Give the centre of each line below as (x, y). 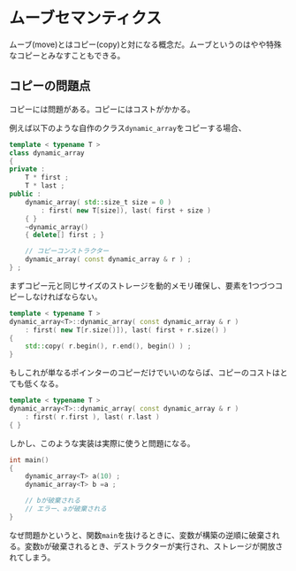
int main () (29, 460)
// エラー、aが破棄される (66, 509)
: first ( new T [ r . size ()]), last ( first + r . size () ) (126, 330)
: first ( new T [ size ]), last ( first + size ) (126, 210)
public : (25, 194)
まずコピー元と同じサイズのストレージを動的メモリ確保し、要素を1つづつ (142, 285)
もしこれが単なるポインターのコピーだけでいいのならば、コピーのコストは (144, 373)
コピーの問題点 (50, 86)
